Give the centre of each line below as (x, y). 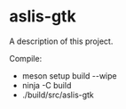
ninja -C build (47, 85)
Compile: (26, 58)
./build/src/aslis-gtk (58, 95)
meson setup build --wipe (69, 75)
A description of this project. (61, 41)
